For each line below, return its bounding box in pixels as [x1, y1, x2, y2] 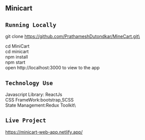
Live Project [5, 117, 46, 124]
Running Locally [5, 21, 57, 28]
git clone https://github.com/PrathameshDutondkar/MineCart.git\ [5, 33, 140, 39]
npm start [5, 59, 26, 65]
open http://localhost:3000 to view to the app [5, 65, 100, 71]
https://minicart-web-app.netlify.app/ [5, 129, 83, 135]
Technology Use [5, 79, 53, 86]
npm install [5, 54, 28, 60]
